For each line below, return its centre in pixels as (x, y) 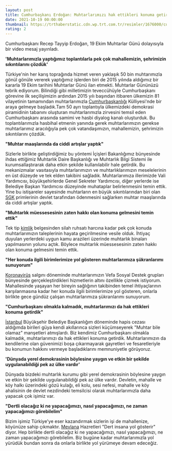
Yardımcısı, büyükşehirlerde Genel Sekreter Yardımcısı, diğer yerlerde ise (82, 181)
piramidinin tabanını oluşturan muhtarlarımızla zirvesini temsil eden (76, 112)
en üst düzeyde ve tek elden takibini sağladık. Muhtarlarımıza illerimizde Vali (85, 176)
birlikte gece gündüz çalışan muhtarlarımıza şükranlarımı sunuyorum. (78, 297)
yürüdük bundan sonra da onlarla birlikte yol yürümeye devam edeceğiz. (82, 443)
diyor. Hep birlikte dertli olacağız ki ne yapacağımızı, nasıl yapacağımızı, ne (84, 432)
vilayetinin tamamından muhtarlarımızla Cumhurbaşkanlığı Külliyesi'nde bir (84, 102)
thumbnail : (17, 24)
